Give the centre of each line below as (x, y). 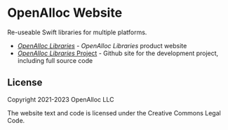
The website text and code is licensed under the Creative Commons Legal (114, 113)
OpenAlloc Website (65, 13)
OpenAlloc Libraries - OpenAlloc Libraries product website (102, 45)
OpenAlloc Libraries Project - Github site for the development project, (118, 53)
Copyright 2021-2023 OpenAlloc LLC (61, 99)
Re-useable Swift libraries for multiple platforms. (77, 32)
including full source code (55, 60)
